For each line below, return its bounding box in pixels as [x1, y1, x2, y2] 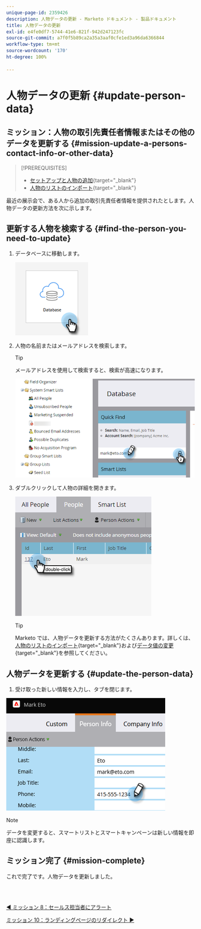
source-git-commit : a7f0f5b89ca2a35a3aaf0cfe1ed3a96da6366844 [6, 35, 165, 41]
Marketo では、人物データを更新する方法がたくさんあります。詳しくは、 [14, 634, 194, 642]
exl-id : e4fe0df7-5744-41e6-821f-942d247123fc [6, 29, 124, 35]
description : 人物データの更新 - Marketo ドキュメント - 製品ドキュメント [6, 16, 176, 22]
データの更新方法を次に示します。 [11, 204, 95, 211]
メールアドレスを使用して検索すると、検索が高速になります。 [14, 367, 166, 374]
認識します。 [16, 837, 48, 844]
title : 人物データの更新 [6, 22, 61, 28]
